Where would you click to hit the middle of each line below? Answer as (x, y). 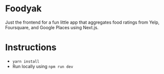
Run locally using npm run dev (43, 66)
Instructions (31, 48)
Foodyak (23, 9)
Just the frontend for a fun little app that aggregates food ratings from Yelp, (82, 22)
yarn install (26, 61)
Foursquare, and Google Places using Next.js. (52, 27)
